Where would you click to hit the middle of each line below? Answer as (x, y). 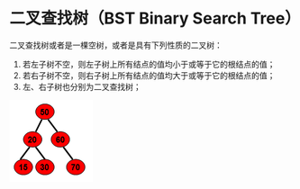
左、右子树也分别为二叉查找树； (82, 86)
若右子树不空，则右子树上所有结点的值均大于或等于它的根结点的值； (149, 75)
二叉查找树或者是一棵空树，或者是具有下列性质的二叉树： (116, 45)
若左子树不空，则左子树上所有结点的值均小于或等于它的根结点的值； (149, 64)
